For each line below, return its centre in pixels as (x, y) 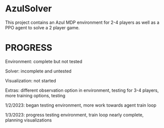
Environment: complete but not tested (44, 61)
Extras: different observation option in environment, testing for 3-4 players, (82, 90)
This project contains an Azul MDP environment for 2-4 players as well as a (82, 22)
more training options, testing (35, 95)
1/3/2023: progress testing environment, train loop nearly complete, (75, 115)
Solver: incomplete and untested (39, 71)
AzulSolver (29, 9)
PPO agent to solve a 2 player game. (42, 27)
